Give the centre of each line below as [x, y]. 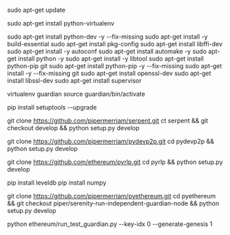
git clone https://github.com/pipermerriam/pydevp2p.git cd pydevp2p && [111, 141]
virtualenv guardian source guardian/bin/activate [76, 94]
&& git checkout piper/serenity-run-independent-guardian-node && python [113, 203]
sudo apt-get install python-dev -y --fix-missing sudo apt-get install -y [107, 37]
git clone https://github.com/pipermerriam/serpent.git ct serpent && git [108, 121]
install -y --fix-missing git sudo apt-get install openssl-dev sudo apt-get [109, 73]
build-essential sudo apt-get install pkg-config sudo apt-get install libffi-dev [115, 44]
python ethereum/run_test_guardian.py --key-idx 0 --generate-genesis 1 [110, 224]
